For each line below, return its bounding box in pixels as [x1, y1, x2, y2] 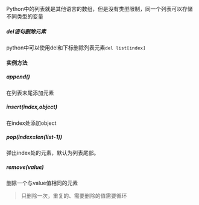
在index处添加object [6, 119, 57, 127]
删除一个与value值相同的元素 [6, 180, 78, 187]
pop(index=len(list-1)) [6, 133, 62, 140]
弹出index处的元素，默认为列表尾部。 [6, 150, 99, 157]
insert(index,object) [6, 103, 58, 110]
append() [6, 73, 30, 80]
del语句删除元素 [6, 28, 46, 35]
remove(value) [6, 163, 44, 171]
